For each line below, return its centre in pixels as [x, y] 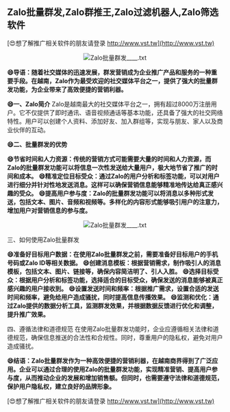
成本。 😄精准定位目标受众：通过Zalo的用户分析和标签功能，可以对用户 [119, 176]
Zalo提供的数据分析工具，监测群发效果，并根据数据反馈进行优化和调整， [115, 306]
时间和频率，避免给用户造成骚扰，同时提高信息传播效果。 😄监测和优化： [110, 297]
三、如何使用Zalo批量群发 [43, 240]
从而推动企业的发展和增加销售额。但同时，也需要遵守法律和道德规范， [124, 378]
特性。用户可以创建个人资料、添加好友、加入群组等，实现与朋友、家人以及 [112, 121]
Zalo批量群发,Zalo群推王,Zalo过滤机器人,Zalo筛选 [113, 12]
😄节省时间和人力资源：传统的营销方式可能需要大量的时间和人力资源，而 [109, 159]
